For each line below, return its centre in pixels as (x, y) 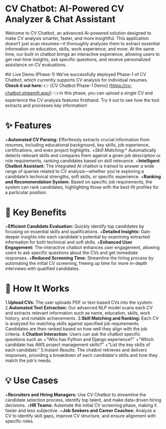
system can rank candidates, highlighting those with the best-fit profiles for (82, 187)
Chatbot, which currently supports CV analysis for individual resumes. (77, 80)
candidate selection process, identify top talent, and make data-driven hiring (83, 400)
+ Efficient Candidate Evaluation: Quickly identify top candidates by (75, 226)
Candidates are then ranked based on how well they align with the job (76, 329)
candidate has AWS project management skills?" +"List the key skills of (78, 344)
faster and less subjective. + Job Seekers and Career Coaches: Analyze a (81, 410)
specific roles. (20, 421)
